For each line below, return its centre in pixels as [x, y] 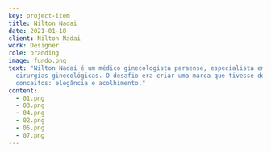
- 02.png [30, 121]
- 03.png [30, 105]
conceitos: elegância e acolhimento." [81, 83]
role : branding [34, 53]
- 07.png [30, 135]
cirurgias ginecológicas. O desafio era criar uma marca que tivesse [135, 76]
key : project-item [39, 16]
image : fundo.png [38, 61]
